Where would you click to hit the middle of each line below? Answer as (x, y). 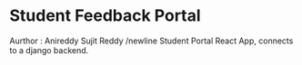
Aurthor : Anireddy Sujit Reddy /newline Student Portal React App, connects (151, 41)
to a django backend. (49, 50)
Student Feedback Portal (106, 16)
